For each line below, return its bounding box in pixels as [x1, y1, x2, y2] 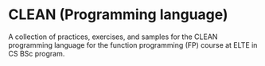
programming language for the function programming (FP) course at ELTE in [8, 40, 258, 49]
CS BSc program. [8, 49, 65, 58]
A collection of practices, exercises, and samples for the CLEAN [8, 32, 218, 41]
